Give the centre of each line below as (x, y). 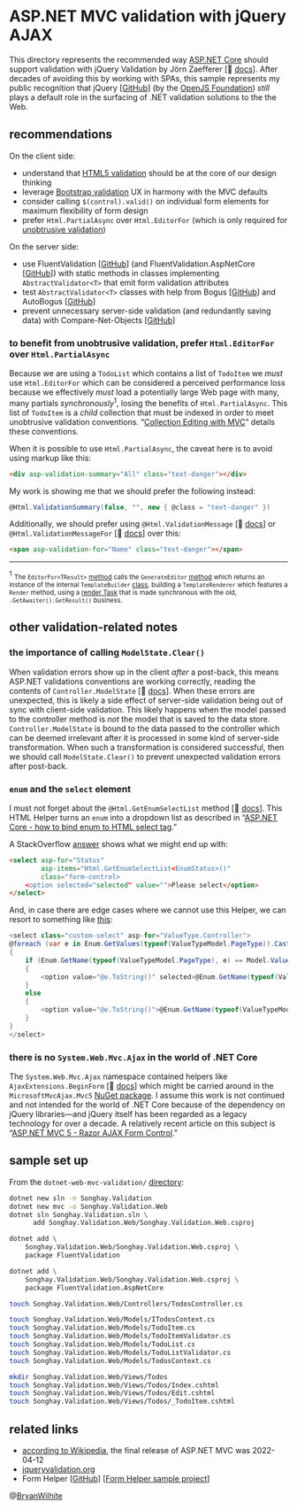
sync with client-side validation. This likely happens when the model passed (148, 709)
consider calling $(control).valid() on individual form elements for (145, 201)
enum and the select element (70, 789)
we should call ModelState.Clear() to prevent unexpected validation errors (145, 756)
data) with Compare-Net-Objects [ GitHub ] (99, 320)
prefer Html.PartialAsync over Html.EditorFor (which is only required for (155, 220)
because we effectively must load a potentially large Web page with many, (145, 392)
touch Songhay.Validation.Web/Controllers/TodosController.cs (126, 1304)
